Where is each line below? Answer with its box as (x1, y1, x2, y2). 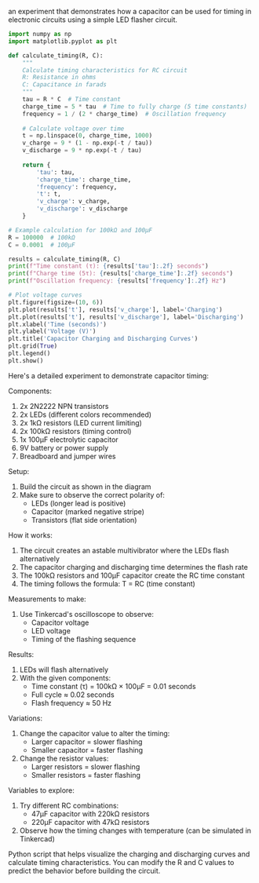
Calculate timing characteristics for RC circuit (22, 66, 188, 74)
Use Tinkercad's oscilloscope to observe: (19, 609, 155, 618)
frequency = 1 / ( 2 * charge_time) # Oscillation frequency (22, 110, 226, 118)
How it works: (8, 530, 53, 540)
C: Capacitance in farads (22, 81, 108, 89)
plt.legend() (8, 349, 51, 357)
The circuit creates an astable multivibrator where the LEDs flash (19, 545, 229, 555)
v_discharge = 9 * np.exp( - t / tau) (22, 147, 143, 155)
